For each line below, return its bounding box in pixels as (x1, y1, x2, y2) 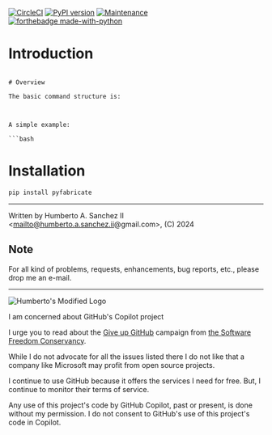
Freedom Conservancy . (8, 336, 87, 345)
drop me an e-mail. (8, 272, 72, 282)
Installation (8, 162, 86, 180)
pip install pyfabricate (8, 188, 92, 196)
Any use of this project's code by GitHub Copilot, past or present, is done (8, 400, 253, 410)
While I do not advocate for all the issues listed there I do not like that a (8, 352, 245, 361)
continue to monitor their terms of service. (8, 384, 150, 394)
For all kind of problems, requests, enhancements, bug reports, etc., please (8, 264, 260, 274)
